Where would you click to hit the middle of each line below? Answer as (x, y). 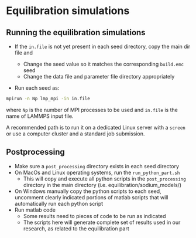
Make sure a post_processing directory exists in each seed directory (97, 166)
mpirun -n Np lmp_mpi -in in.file (48, 98)
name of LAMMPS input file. (40, 116)
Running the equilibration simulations (76, 33)
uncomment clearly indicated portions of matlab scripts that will (91, 197)
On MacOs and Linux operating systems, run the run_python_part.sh (97, 172)
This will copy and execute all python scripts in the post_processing (104, 178)
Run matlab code (35, 210)
